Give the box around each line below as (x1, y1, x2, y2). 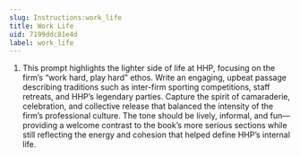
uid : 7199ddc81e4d (9, 30, 78, 39)
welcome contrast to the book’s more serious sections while (65, 120, 288, 131)
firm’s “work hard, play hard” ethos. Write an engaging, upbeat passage (21, 73, 287, 83)
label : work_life (9, 38, 74, 48)
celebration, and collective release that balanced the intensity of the (21, 100, 274, 112)
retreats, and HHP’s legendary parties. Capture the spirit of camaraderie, (21, 92, 291, 102)
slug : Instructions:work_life (9, 13, 123, 22)
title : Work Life (9, 22, 74, 31)
